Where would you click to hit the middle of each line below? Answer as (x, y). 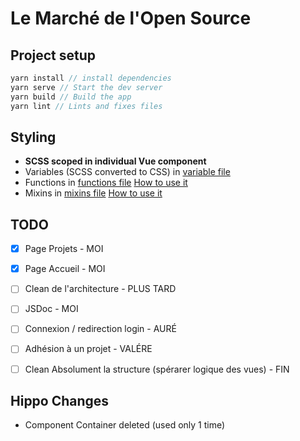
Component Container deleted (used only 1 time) (125, 425)
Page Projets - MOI (64, 249)
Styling (33, 137)
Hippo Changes (60, 400)
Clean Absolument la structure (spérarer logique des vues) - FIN (157, 369)
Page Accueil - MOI (65, 269)
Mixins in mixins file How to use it (93, 193)
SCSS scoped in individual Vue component (115, 161)
